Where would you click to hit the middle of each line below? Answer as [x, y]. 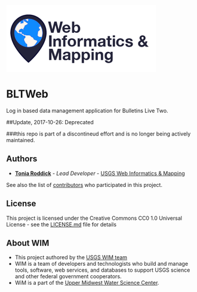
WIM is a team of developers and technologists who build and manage [101, 264]
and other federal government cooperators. [68, 276]
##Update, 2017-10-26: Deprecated [50, 122]
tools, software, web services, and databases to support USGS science [102, 270]
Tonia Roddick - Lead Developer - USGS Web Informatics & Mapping [100, 173]
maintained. [21, 140]
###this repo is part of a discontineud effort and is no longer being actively [98, 134]
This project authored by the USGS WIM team [71, 257]
